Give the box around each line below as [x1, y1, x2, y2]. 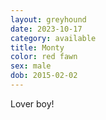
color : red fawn [10, 52, 78, 62]
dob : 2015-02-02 [10, 71, 78, 81]
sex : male [10, 61, 52, 71]
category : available [10, 33, 97, 43]
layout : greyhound [10, 14, 87, 25]
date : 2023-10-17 [10, 24, 83, 34]
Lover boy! [10, 97, 55, 110]
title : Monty [10, 42, 65, 53]
